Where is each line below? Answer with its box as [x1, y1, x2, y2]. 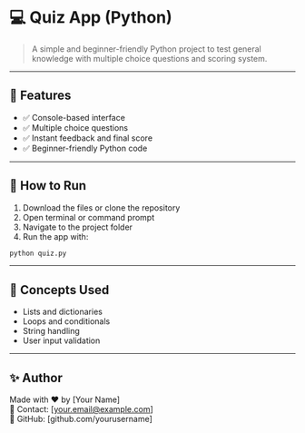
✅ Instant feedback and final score [22, 133, 152, 143]
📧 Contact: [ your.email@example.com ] [9, 404, 154, 415]
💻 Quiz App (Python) [9, 7, 172, 28]
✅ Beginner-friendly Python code [22, 143, 148, 153]
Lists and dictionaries [22, 306, 103, 318]
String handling [22, 326, 80, 337]
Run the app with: [22, 231, 89, 241]
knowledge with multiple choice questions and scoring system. [31, 53, 268, 64]
